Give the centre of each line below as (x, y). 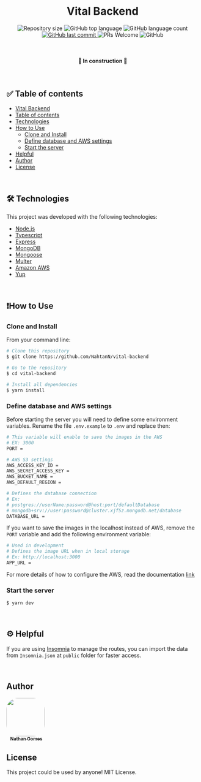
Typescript (29, 235)
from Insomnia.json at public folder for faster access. (74, 655)
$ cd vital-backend (31, 374)
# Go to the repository (37, 368)
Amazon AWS (32, 267)
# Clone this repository (38, 351)
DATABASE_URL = (26, 516)
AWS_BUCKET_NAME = (30, 477)
